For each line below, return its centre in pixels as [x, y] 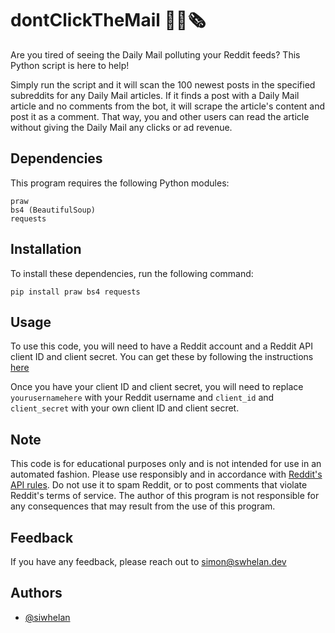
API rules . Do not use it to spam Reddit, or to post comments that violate [159, 485]
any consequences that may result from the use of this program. [143, 506]
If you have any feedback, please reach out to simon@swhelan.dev [148, 561]
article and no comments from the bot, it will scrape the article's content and [168, 106]
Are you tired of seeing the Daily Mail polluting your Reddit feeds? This [155, 54]
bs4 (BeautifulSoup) [53, 210]
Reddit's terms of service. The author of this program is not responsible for [165, 496]
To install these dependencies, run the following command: [132, 273]
